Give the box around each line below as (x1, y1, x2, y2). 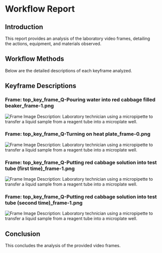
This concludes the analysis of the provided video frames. (5, 243, 121, 249)
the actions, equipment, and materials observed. (5, 41, 102, 47)
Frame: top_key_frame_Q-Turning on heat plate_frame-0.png (5, 131, 151, 137)
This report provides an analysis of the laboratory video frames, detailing (5, 35, 150, 41)
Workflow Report (5, 3, 75, 15)
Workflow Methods (5, 55, 64, 63)
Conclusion (5, 230, 41, 238)
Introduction (5, 23, 44, 31)
